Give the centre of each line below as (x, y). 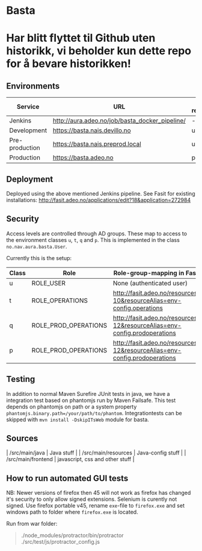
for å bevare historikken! (69, 64)
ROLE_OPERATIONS (60, 301)
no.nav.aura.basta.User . (37, 246)
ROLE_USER (49, 283)
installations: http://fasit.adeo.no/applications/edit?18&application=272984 (99, 200)
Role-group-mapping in (149, 273)
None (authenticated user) (150, 283)
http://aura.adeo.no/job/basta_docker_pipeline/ (119, 121)
